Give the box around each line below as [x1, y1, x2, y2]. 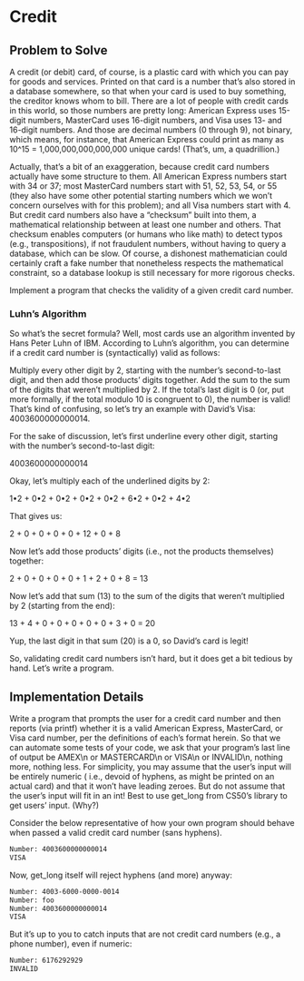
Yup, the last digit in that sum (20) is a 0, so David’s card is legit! [9, 635, 250, 646]
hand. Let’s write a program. [9, 662, 115, 673]
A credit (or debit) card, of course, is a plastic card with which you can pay [9, 66, 289, 77]
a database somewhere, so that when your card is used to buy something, [9, 86, 287, 96]
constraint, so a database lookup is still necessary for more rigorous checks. [9, 268, 296, 278]
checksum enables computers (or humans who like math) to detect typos [9, 229, 283, 240]
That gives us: [9, 511, 63, 522]
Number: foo [9, 896, 54, 905]
